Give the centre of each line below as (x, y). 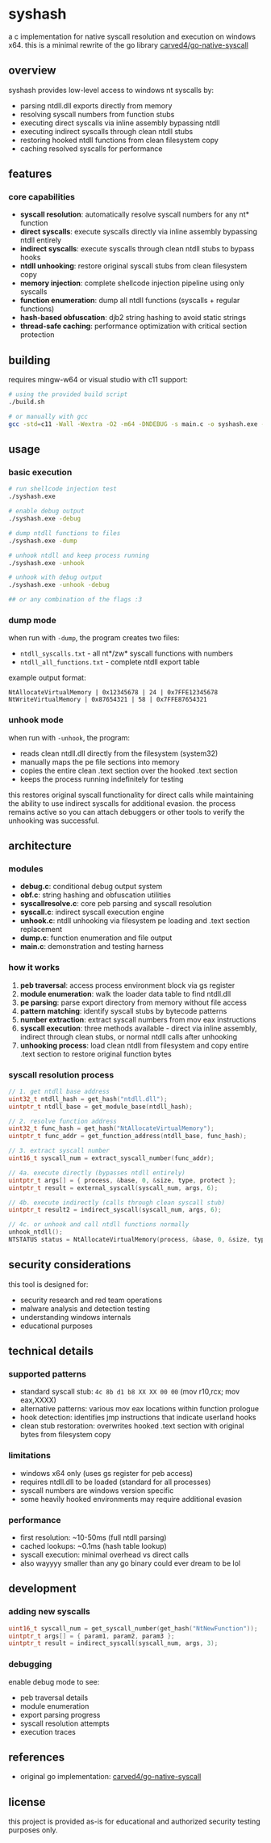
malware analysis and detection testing (85, 1308)
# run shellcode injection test (63, 489)
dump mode (32, 620)
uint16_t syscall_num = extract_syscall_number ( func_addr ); (112, 1158)
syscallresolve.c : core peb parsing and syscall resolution (116, 904)
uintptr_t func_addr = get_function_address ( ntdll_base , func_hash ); (128, 1137)
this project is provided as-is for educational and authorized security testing (134, 1822)
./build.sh (27, 402)
